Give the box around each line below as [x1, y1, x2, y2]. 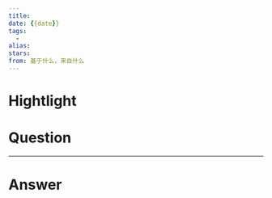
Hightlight [8, 92, 77, 110]
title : [8, 11, 31, 20]
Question [8, 128, 71, 147]
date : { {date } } [8, 19, 60, 27]
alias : [8, 42, 31, 50]
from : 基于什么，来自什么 [8, 57, 85, 65]
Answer [8, 175, 62, 194]
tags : [8, 27, 27, 35]
